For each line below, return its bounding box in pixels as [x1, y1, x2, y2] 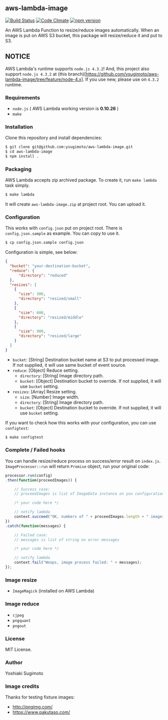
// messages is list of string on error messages [14, 537, 120, 542]
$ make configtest [5, 435, 43, 440]
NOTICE [5, 52, 30, 61]
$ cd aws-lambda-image [5, 149, 52, 155]
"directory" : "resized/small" [18, 296, 81, 302]
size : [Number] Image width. [19, 394, 79, 400]
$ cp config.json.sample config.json [5, 240, 84, 245]
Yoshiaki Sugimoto [5, 670, 43, 676]
